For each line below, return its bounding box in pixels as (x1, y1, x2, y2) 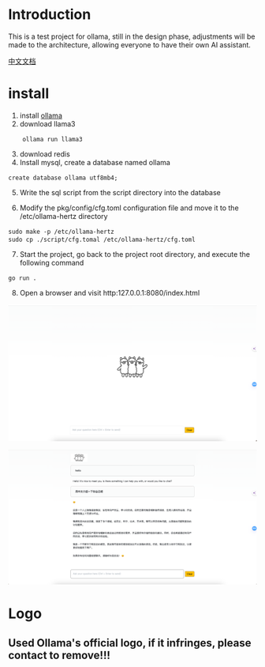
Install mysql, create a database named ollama (19, 157, 171, 167)
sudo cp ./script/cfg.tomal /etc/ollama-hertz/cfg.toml (8, 236, 196, 243)
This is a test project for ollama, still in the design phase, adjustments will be (8, 32, 256, 41)
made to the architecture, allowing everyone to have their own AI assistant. (8, 40, 251, 49)
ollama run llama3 (22, 135, 83, 143)
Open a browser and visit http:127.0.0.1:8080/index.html (19, 288, 200, 297)
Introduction (8, 6, 91, 24)
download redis (19, 149, 71, 159)
